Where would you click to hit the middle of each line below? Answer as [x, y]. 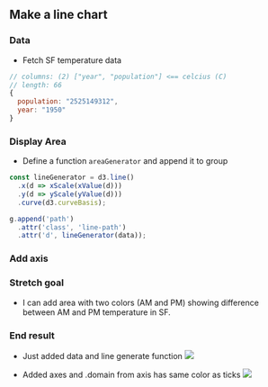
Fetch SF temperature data [72, 60]
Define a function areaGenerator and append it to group [125, 161]
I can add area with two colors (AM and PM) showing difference [140, 302]
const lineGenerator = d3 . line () [72, 178]
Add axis [29, 258]
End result [32, 335]
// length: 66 [36, 85]
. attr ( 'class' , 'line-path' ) [72, 227]
